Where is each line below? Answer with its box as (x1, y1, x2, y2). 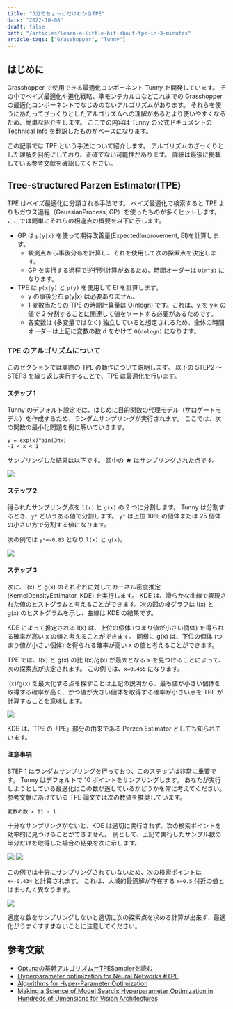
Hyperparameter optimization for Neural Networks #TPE (17, 971, 179, 980)
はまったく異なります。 (7, 885, 74, 893)
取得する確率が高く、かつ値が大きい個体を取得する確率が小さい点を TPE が (7, 688, 224, 696)
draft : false (7, 23, 45, 30)
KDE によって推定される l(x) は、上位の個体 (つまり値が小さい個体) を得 (7, 623, 212, 632)
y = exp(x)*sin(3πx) (7, 437, 67, 444)
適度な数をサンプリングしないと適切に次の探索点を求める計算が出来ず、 (7, 913, 214, 921)
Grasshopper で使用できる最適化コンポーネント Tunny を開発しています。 (7, 83, 219, 91)
